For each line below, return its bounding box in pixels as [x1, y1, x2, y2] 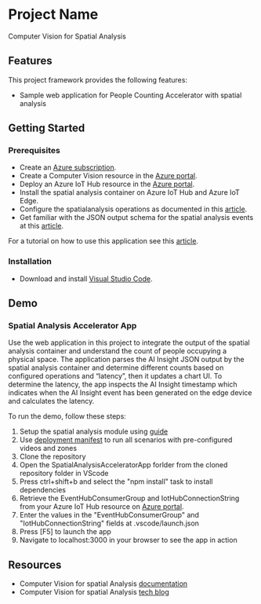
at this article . [19, 221, 64, 231]
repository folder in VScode [19, 469, 109, 478]
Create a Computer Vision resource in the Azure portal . [19, 171, 198, 181]
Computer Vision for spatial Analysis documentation [19, 579, 188, 588]
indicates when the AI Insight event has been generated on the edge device [8, 388, 252, 397]
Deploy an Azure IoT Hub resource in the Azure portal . [19, 179, 195, 189]
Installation [8, 256, 53, 267]
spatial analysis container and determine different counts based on [8, 363, 224, 372]
